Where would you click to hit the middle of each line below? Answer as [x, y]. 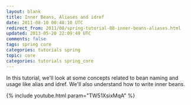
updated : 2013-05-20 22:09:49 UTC [49, 34]
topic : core [21, 55]
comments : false [26, 39]
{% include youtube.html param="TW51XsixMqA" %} [71, 96]
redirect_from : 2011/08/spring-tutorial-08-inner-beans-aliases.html [94, 28]
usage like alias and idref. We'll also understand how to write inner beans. [96, 84]
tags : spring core [29, 45]
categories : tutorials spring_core [50, 61]
